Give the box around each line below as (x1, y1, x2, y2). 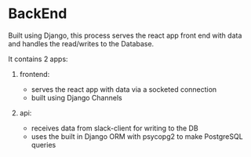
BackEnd (8, 5, 67, 23)
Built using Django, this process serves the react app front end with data (8, 31, 242, 40)
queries (31, 140, 56, 149)
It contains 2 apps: (8, 54, 68, 64)
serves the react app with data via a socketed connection (31, 84, 217, 94)
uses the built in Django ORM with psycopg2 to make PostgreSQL (31, 131, 243, 141)
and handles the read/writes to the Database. (8, 38, 155, 48)
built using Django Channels (31, 93, 123, 102)
